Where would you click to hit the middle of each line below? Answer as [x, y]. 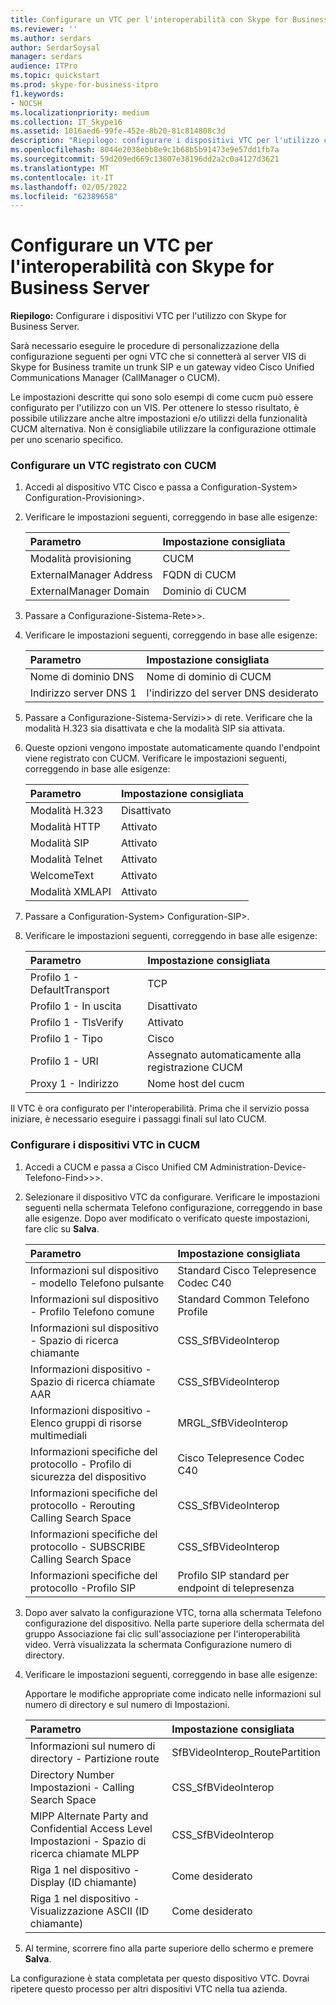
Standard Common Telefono [243, 1299]
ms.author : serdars [51, 38]
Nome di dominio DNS [82, 677]
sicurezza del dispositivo [88, 1476]
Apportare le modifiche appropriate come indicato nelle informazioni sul [173, 1693]
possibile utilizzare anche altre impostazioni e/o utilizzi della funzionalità [159, 418]
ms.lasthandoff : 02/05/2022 [69, 187]
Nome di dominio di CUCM [209, 677]
